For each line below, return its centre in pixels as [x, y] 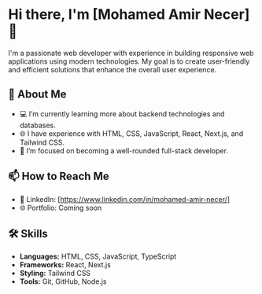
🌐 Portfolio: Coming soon [61, 208]
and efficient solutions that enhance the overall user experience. [113, 69]
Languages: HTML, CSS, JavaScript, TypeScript [98, 256]
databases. [38, 125]
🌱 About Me [37, 95]
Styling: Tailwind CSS [55, 274]
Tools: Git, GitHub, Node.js [63, 281]
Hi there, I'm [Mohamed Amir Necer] [129, 15]
